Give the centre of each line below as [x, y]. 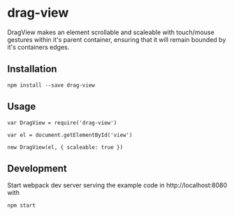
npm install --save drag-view [51, 85]
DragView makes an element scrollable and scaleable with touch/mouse [111, 32]
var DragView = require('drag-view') [62, 123]
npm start [22, 206]
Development [37, 168]
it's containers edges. [38, 47]
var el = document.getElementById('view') [70, 135]
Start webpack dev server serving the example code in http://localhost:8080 [117, 185]
